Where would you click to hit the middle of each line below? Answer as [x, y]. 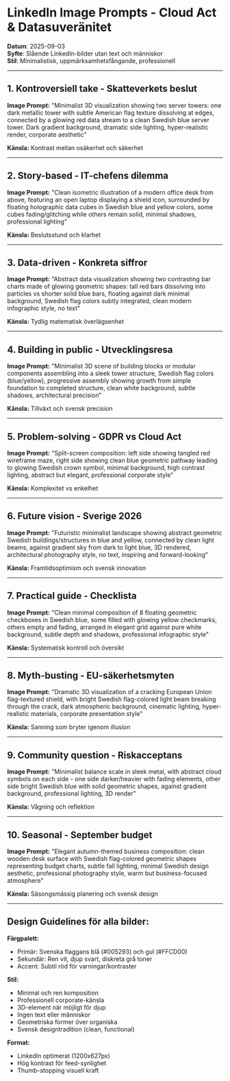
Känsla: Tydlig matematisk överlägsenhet [66, 322]
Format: [18, 1042]
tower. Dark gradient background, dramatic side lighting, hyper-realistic [108, 127]
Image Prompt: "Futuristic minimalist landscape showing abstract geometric [115, 532]
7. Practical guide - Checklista [72, 596]
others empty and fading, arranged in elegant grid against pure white [104, 627]
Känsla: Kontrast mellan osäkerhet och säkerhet [75, 147]
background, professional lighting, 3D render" [72, 794]
